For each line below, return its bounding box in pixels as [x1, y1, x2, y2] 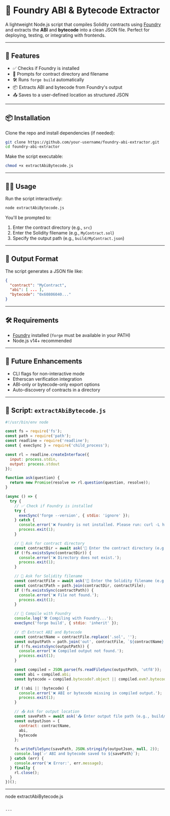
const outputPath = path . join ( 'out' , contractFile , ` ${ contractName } [14, 639, 164, 644]
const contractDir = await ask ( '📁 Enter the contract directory [14, 546, 153, 551]
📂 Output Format [5, 255, 59, 263]
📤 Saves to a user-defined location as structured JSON [12, 91, 129, 98]
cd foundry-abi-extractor [5, 144, 60, 149]
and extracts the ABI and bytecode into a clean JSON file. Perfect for [5, 26, 150, 32]
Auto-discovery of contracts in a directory [12, 387, 100, 393]
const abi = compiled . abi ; [14, 672, 71, 677]
